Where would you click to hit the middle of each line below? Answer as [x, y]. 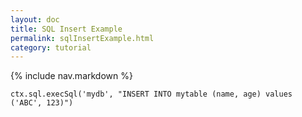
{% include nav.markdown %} [71, 76]
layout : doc [35, 19]
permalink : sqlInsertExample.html [82, 38]
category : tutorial [51, 47]
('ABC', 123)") [42, 103]
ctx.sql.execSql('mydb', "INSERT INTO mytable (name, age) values [151, 94]
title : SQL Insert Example [66, 29]
